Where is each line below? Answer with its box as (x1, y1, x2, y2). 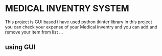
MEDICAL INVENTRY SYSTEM (5, 3, 130, 14)
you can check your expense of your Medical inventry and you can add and (5, 24, 158, 29)
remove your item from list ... (5, 29, 63, 35)
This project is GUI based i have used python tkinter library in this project (5, 19, 152, 25)
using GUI (5, 43, 36, 51)
